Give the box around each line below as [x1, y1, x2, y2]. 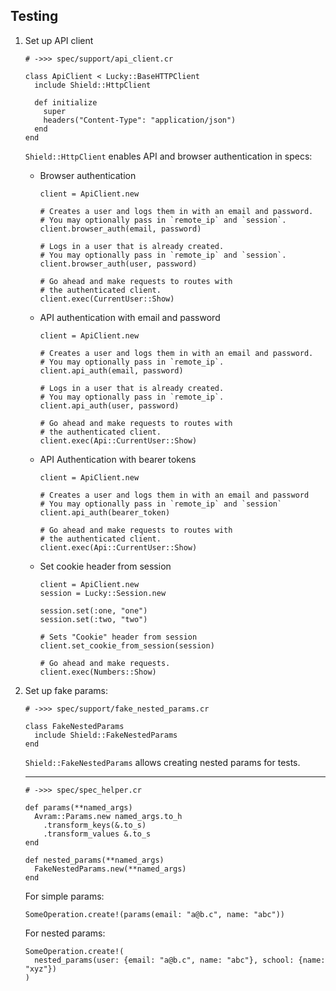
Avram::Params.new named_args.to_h [34, 811, 183, 821]
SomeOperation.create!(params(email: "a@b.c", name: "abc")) [24, 909, 286, 919]
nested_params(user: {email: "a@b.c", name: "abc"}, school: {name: [34, 955, 326, 965]
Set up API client [24, 34, 94, 46]
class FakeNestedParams [24, 721, 125, 731]
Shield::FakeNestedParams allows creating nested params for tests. [24, 756, 301, 768]
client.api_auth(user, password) [39, 400, 180, 411]
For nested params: [24, 927, 106, 939]
